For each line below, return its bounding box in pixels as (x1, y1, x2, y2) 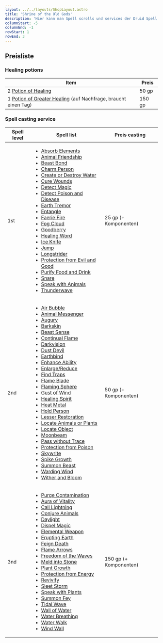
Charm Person (41, 165, 74, 172)
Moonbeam (41, 432, 67, 438)
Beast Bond (41, 160, 67, 166)
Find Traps (41, 371, 65, 378)
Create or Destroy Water (41, 172, 97, 178)
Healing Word (41, 232, 72, 239)
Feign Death (41, 540, 69, 547)
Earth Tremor (41, 202, 71, 209)
